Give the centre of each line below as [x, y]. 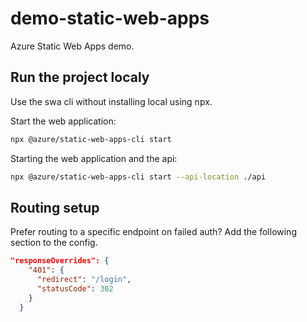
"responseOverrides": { [60, 261]
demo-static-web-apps [110, 18]
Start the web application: [63, 121]
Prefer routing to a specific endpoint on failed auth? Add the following [153, 232]
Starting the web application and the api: [94, 158]
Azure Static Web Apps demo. [72, 46]
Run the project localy [80, 77]
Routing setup [55, 207]
